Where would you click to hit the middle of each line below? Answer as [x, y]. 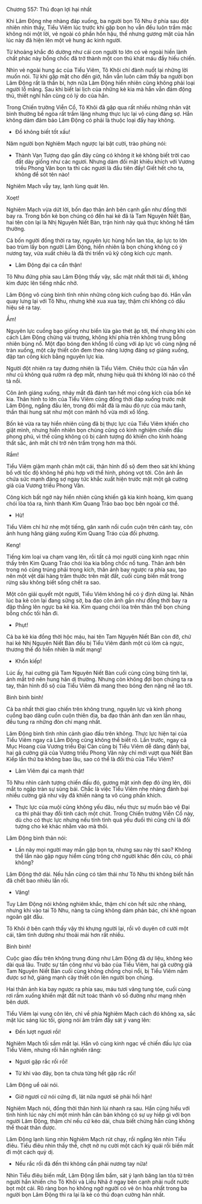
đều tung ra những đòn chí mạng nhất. [54, 722]
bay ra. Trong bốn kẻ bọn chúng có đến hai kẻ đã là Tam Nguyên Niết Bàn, [99, 216]
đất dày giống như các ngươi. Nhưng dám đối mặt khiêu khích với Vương [105, 162]
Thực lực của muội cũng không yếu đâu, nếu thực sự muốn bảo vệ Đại [102, 807]
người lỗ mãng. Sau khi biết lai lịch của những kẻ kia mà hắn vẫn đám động [99, 89]
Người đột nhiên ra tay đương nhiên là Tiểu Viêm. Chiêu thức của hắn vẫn [97, 368]
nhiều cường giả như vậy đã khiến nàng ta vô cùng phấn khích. [84, 795]
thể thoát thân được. [31, 1127]
